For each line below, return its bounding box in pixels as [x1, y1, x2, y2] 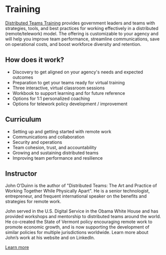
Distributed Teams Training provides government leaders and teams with [5, 20, 155, 26]
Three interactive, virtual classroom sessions [12, 85, 105, 91]
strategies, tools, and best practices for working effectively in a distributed [5, 25, 158, 31]
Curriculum [5, 115, 41, 124]
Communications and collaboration [12, 134, 85, 140]
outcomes [12, 74, 33, 80]
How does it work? [5, 56, 64, 64]
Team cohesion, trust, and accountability [12, 144, 96, 150]
